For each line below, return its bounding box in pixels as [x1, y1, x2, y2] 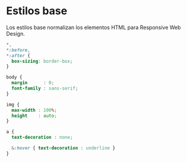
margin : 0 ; [11, 80, 55, 86]
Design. [6, 30, 25, 37]
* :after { [6, 52, 31, 59]
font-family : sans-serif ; [11, 85, 78, 91]
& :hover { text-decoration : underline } [11, 145, 116, 151]
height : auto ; [11, 113, 58, 119]
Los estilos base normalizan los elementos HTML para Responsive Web [6, 24, 181, 31]
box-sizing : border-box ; [11, 58, 73, 64]
